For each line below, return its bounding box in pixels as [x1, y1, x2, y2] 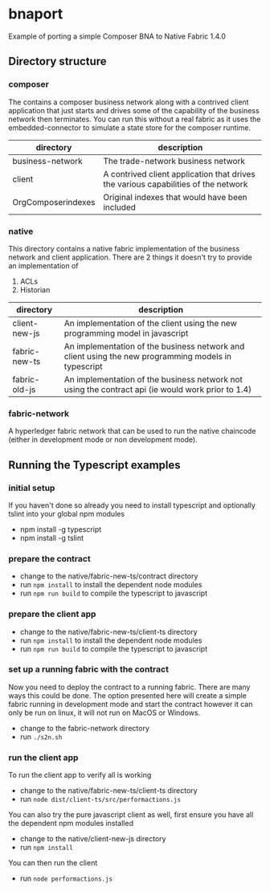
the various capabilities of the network [103, 178, 248, 190]
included [103, 202, 137, 213]
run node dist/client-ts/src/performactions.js [19, 795, 182, 804]
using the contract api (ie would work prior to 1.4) [63, 383, 252, 394]
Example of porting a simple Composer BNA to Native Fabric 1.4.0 [8, 31, 227, 41]
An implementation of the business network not [63, 374, 243, 385]
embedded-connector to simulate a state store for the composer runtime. [8, 122, 252, 133]
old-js [12, 383, 36, 394]
